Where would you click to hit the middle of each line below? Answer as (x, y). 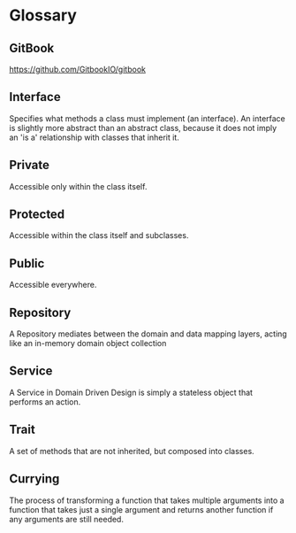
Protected (37, 215)
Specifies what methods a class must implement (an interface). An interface (147, 118)
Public (27, 263)
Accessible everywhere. (53, 285)
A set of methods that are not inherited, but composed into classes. (132, 451)
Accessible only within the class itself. (78, 186)
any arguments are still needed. (66, 519)
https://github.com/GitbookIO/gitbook (77, 69)
